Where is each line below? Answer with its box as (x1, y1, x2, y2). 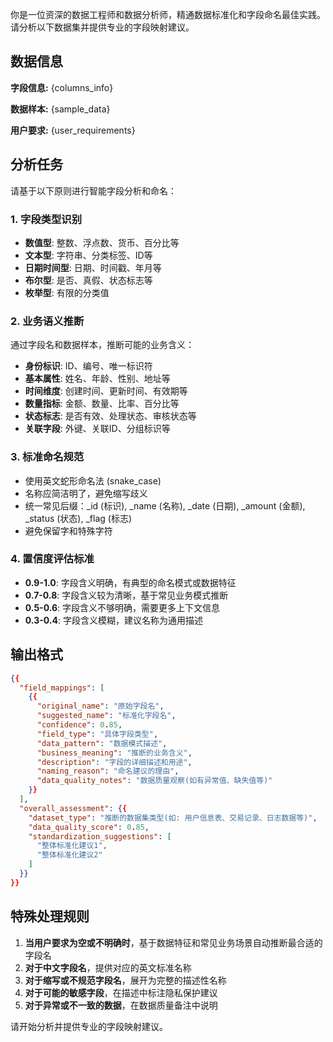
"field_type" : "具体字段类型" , (36, 729, 159, 739)
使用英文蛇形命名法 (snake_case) (24, 474, 162, 487)
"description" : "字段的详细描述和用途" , (36, 757, 193, 767)
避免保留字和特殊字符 (24, 524, 113, 537)
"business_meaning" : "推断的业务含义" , (36, 748, 193, 758)
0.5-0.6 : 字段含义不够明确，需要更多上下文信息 (24, 601, 221, 613)
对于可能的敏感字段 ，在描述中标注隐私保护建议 (24, 986, 218, 998)
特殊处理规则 (10, 908, 90, 925)
